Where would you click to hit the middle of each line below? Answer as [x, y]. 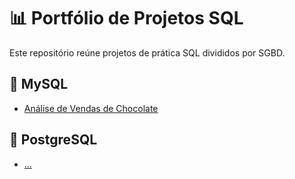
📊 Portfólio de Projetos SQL [126, 18]
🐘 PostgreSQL [53, 140]
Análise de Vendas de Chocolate [91, 108]
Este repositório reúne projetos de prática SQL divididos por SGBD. [147, 52]
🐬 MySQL [39, 84]
